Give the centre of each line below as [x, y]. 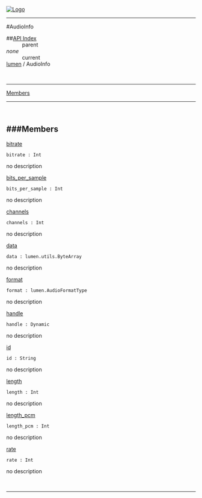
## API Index [22, 38]
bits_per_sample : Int [35, 189]
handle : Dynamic [28, 324]
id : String [21, 358]
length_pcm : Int [28, 426]
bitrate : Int [24, 155]
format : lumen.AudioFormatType [47, 290]
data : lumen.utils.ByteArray [44, 256]
